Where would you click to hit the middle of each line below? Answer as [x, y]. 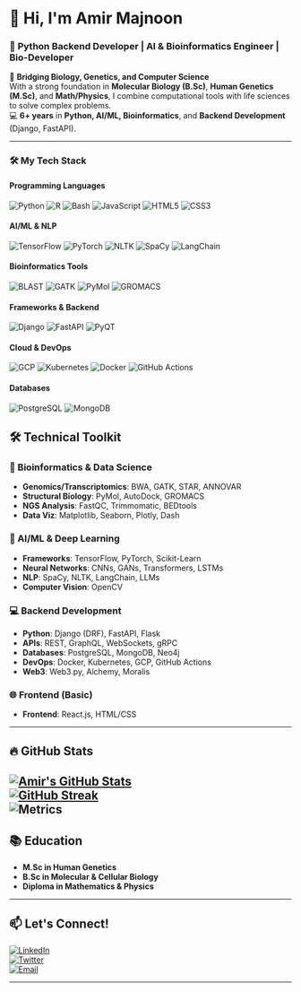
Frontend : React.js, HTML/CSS [79, 714]
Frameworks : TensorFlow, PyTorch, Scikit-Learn [112, 558]
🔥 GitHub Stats [52, 751]
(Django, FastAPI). [43, 128]
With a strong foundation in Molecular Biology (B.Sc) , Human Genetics [142, 87]
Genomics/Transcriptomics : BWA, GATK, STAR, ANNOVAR [132, 487]
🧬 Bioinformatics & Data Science [81, 467]
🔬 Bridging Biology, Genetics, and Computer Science [109, 77]
